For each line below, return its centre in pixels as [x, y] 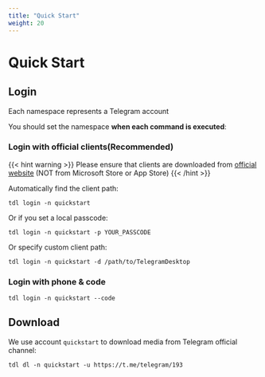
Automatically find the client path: [64, 188]
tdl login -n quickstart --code [62, 298]
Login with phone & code [57, 281]
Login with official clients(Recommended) [91, 147]
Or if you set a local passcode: [58, 218]
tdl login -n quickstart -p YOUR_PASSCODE [80, 232]
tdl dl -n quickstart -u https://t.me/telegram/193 [95, 365]
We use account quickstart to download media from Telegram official [123, 342]
